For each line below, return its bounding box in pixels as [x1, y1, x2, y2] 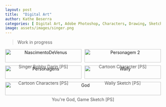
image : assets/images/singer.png [5, 26, 74, 31]
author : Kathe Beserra [5, 16, 52, 21]
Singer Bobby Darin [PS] [18, 64, 68, 70]
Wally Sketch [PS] [104, 80, 141, 86]
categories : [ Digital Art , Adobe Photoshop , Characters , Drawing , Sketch [5, 21, 163, 26]
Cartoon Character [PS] [98, 64, 147, 70]
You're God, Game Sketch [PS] [51, 97, 115, 103]
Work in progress [17, 39, 53, 45]
